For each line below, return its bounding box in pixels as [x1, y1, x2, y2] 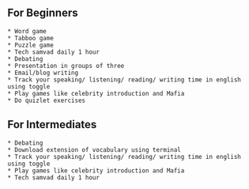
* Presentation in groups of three [7, 62, 125, 70]
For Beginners [7, 6, 78, 20]
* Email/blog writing [7, 69, 79, 77]
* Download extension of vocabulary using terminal [7, 146, 181, 153]
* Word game [7, 27, 47, 35]
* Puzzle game [7, 41, 55, 49]
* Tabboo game [7, 34, 55, 42]
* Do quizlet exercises [7, 96, 86, 104]
